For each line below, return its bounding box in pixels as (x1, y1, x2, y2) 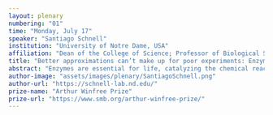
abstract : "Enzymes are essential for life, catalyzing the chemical (8, 65, 249, 73)
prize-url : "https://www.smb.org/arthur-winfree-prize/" (8, 95, 206, 103)
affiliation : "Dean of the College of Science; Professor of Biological (8, 49, 260, 57)
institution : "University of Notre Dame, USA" (8, 42, 169, 50)
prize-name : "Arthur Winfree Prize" (8, 87, 132, 96)
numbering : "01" (8, 19, 63, 28)
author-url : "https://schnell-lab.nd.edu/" (8, 79, 158, 87)
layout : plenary (8, 11, 63, 20)
